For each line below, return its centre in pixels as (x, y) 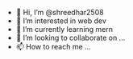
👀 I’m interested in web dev (61, 21)
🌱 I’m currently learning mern (64, 29)
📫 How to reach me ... (53, 47)
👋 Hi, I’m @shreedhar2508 (60, 12)
